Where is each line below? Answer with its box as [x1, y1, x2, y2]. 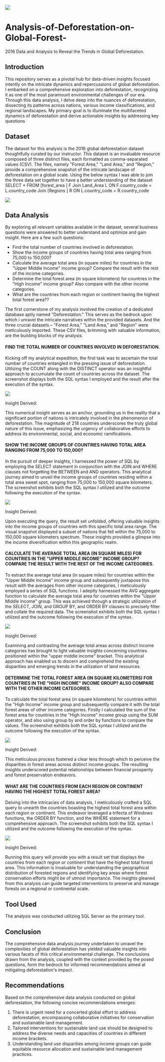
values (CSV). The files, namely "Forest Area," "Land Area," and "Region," [5, 161, 154, 167]
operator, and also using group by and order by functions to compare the [5, 717, 153, 723]
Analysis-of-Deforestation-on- [5, 22, 134, 33]
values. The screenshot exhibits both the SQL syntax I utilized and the [5, 722, 147, 729]
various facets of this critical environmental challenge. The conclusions [5, 951, 150, 957]
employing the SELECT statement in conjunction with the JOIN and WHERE [5, 463, 158, 469]
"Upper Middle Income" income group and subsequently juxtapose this [5, 577, 150, 583]
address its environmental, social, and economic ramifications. [5, 431, 132, 437]
